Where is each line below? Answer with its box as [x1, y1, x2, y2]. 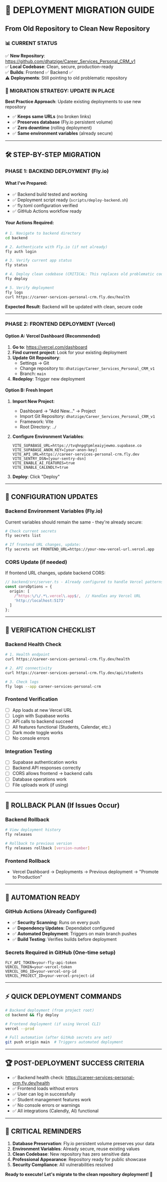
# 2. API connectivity [5, 665, 52, 670]
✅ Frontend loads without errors [12, 1085, 79, 1091]
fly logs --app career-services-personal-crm [5, 684, 101, 689]
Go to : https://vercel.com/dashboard [12, 344, 88, 350]
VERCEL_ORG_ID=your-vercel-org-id [5, 969, 77, 974]
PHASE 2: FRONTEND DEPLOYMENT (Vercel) [5, 321, 116, 328]
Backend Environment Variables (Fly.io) [5, 508, 103, 515]
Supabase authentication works [12, 759, 78, 765]
